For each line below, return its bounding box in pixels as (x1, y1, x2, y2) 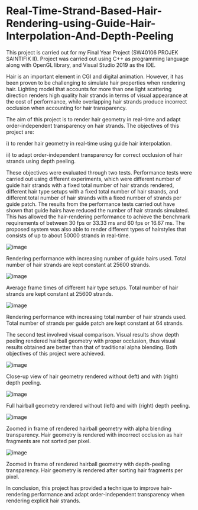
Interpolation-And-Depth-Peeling (6, 30, 174, 43)
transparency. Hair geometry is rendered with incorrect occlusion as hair (6, 431, 183, 438)
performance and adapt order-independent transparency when (31, 490, 185, 498)
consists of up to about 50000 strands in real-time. (6, 232, 131, 239)
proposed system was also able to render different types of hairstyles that (6, 225, 187, 233)
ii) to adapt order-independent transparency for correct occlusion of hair (6, 151, 183, 158)
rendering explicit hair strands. (6, 497, 81, 504)
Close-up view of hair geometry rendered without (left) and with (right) (6, 373, 178, 380)
